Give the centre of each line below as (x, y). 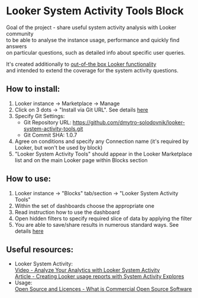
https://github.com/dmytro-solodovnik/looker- (129, 122)
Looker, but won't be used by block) (59, 147)
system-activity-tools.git (53, 128)
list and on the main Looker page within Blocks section (81, 160)
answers (17, 46)
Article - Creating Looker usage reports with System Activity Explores (99, 277)
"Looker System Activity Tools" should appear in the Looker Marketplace (103, 154)
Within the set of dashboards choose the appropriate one (85, 205)
